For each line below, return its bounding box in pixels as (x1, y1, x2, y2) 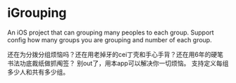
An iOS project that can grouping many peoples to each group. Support (7, 28, 214, 37)
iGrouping (7, 5, 67, 21)
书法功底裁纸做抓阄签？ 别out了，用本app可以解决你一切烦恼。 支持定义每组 (7, 58, 229, 68)
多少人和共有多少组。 (7, 68, 69, 76)
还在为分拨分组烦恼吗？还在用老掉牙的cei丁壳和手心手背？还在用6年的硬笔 (7, 50, 224, 58)
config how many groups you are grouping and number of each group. (7, 35, 213, 44)
